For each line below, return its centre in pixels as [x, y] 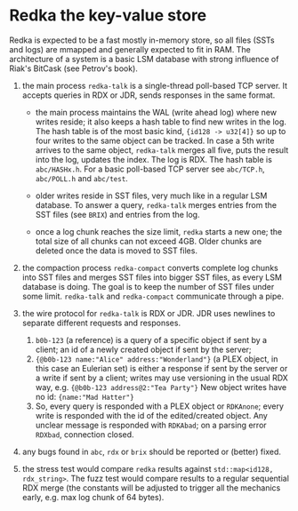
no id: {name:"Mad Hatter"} [85, 396]
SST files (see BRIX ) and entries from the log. [117, 214]
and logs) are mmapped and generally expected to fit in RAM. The [130, 49]
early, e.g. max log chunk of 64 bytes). [93, 497]
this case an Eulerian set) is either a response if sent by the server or [161, 368]
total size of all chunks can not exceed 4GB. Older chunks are [149, 241]
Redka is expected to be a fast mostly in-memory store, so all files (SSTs [142, 40]
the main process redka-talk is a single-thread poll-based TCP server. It [154, 85]
